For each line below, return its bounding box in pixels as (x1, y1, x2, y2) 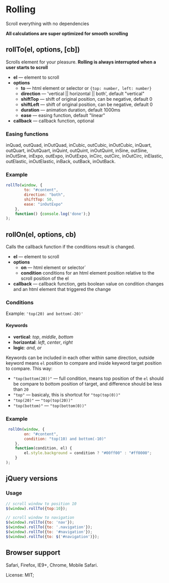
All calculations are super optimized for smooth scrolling (6, 30, 128, 36)
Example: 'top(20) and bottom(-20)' (6, 310, 83, 317)
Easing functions (6, 130, 49, 138)
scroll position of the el (20, 275, 69, 282)
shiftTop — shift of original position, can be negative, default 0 (20, 96, 153, 102)
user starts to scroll (6, 64, 48, 70)
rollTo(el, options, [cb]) (6, 45, 80, 54)
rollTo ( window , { (6, 183, 43, 188)
